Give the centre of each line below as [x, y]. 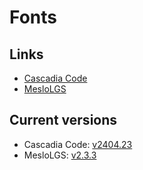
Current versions [63, 120]
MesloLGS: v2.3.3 [60, 155]
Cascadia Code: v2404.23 [78, 144]
